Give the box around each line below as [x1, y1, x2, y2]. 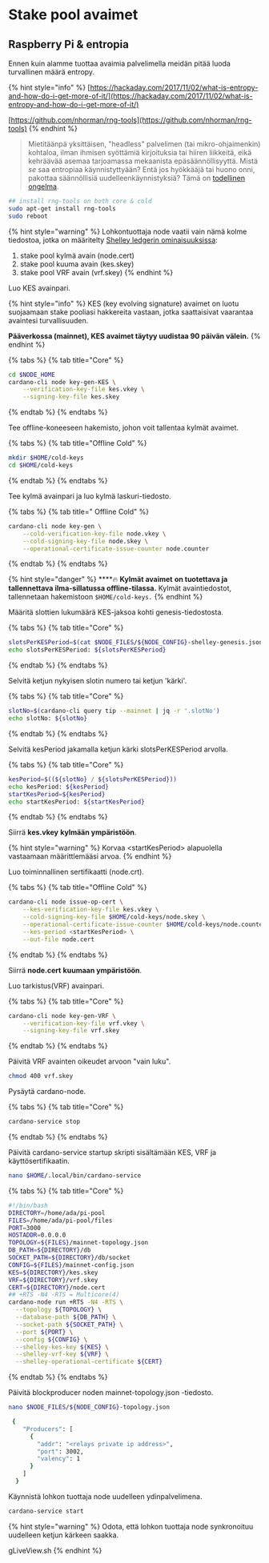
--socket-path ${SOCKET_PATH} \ [15, 1321, 124, 1329]
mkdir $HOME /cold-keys [8, 454, 84, 462]
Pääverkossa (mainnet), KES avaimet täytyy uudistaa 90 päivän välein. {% [8, 331, 262, 341]
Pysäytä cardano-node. [8, 1087, 86, 1096]
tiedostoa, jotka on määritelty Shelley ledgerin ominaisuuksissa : [8, 234, 218, 245]
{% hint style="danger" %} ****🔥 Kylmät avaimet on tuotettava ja [8, 575, 228, 584]
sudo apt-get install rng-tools [8, 204, 116, 213]
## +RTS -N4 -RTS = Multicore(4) [8, 1291, 120, 1299]
